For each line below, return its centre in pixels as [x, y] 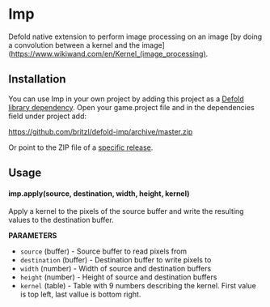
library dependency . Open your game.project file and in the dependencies [131, 107]
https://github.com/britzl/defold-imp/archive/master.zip [101, 131]
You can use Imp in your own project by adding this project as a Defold [126, 99]
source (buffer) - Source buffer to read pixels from [103, 251]
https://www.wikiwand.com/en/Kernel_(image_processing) [108, 53]
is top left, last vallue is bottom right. [80, 294]
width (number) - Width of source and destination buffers [116, 269]
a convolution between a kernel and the [74, 45]
